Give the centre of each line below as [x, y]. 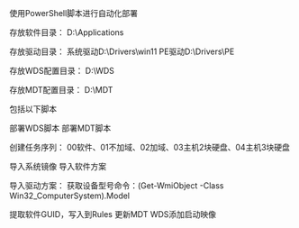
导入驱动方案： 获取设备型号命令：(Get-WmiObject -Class [117, 186]
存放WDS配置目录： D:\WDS [62, 71]
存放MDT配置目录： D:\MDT [61, 90]
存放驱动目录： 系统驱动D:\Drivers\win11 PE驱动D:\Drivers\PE [122, 51]
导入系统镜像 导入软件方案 [58, 166]
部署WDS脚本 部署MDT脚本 [60, 128]
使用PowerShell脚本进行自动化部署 [73, 13]
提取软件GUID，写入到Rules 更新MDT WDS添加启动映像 [113, 214]
